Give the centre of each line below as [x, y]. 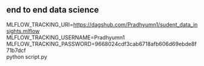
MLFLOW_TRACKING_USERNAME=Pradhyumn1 [66, 37]
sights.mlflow [23, 31]
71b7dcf [16, 50]
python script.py [27, 56]
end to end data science [53, 10]
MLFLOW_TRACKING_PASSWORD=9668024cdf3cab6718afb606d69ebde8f [102, 44]
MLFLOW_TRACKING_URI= [40, 24]
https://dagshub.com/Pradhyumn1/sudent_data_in [135, 24]
